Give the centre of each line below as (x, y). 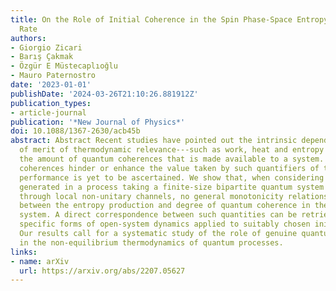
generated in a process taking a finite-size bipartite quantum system (172, 187)
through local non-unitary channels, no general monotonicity (151, 196)
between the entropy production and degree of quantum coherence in (165, 206)
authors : (28, 38)
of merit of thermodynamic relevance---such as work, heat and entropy (172, 150)
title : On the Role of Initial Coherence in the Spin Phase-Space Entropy (169, 19)
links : (24, 252)
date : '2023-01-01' (51, 85)
